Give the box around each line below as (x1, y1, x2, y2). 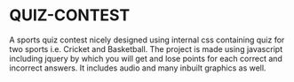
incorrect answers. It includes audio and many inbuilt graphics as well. (9, 63, 266, 73)
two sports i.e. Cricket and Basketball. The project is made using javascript (9, 43, 282, 54)
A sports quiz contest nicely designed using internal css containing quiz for (9, 34, 285, 45)
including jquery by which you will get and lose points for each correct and (9, 53, 282, 63)
